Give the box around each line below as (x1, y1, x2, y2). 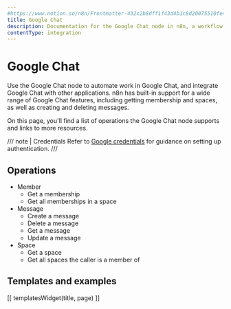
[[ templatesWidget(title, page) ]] (7, 293, 100, 302)
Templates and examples (7, 275, 117, 287)
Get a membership (27, 190, 80, 198)
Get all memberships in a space (27, 197, 117, 205)
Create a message (27, 212, 80, 220)
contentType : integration (7, 29, 81, 36)
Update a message (27, 234, 81, 242)
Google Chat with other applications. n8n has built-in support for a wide (7, 89, 211, 97)
